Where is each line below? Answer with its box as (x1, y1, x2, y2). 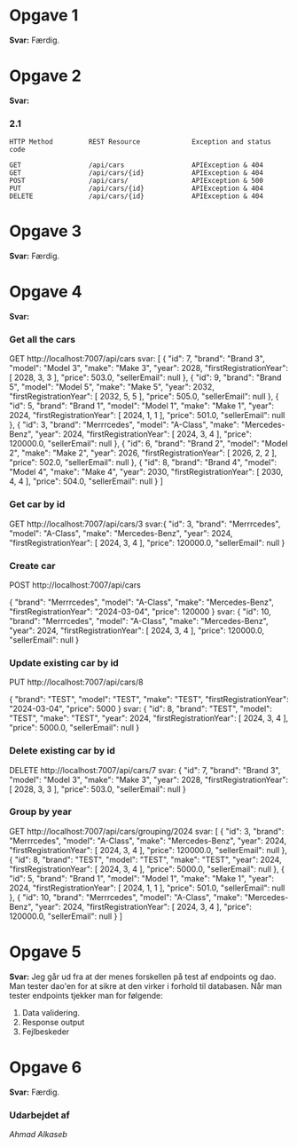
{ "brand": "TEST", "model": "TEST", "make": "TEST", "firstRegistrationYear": (9, 694, 289, 705)
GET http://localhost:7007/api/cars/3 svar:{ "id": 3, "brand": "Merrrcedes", (9, 518, 281, 529)
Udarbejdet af (9, 1109, 71, 1121)
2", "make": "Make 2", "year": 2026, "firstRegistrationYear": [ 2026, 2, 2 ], (9, 447, 277, 458)
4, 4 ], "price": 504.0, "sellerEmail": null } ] (9, 476, 164, 486)
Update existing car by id (9, 656, 120, 668)
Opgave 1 (9, 5, 79, 26)
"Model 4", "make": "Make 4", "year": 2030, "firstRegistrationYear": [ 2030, (9, 467, 284, 478)
